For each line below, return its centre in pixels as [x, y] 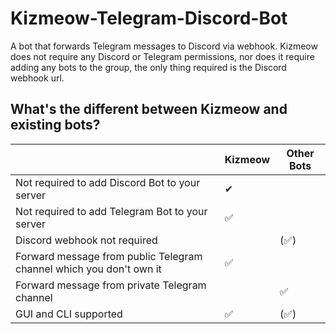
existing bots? [55, 125]
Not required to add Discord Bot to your [108, 182]
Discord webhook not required [86, 240]
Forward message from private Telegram [111, 285]
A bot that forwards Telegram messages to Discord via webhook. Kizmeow [164, 46]
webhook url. [37, 78]
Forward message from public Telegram [109, 256]
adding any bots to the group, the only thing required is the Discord [148, 67]
